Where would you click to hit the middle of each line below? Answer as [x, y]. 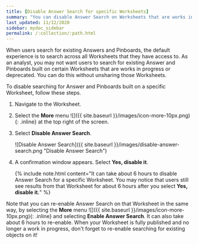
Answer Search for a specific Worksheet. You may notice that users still [101, 180]
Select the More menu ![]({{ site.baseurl [63, 116]
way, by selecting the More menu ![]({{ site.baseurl [68, 210]
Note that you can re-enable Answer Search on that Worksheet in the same [97, 204]
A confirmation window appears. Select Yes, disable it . [81, 162]
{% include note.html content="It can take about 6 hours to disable [96, 173]
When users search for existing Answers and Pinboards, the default [88, 50]
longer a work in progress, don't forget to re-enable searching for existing [96, 229]
